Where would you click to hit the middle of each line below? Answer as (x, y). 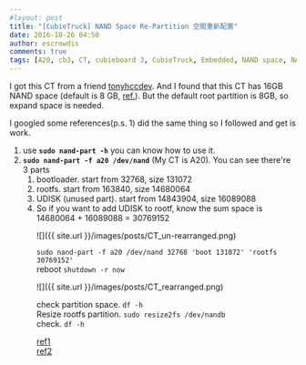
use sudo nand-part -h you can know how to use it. (119, 150)
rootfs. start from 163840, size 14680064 (113, 189)
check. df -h (60, 324)
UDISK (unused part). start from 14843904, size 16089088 (146, 198)
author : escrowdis (44, 43)
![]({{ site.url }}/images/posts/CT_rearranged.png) (130, 287)
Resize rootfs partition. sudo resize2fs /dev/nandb (131, 314)
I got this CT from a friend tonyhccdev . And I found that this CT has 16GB (147, 86)
